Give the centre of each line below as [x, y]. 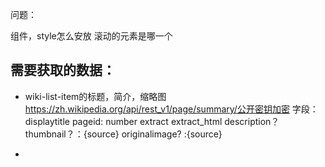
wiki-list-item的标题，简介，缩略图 [95, 96]
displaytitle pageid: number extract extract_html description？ [152, 121]
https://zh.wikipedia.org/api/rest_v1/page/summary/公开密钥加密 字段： [171, 109]
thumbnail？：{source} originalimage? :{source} [123, 134]
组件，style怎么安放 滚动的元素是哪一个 [91, 36]
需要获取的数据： [63, 70]
